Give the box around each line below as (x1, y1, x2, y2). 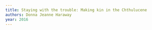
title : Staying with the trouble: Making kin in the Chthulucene (5, 7, 147, 13)
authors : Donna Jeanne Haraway (5, 12, 72, 17)
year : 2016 (5, 17, 29, 22)
